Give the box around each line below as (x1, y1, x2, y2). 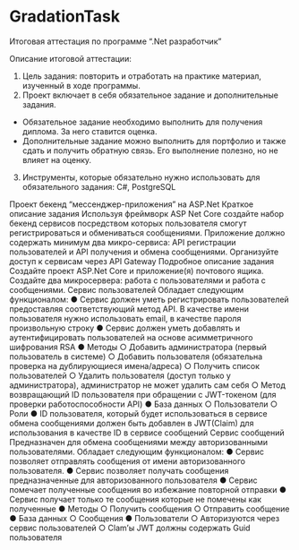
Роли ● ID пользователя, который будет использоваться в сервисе (9, 408, 268, 418)
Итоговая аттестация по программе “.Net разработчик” (9, 36, 222, 47)
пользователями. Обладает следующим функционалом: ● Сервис (9, 446, 265, 457)
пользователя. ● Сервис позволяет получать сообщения (9, 465, 229, 476)
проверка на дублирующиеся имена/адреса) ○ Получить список (9, 360, 261, 371)
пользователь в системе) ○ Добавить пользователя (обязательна (9, 351, 263, 362)
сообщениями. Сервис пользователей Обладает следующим (9, 284, 244, 295)
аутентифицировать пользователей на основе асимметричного (9, 331, 253, 342)
